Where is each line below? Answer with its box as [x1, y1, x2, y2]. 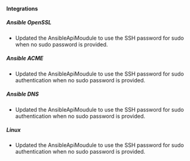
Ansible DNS [6, 90, 39, 98]
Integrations [6, 5, 38, 12]
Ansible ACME [6, 55, 44, 62]
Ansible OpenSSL [6, 19, 52, 26]
